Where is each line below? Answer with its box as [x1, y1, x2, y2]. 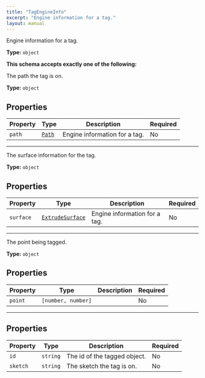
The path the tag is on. [6, 73, 63, 80]
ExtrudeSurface [41, 214, 86, 221]
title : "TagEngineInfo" [6, 9, 67, 15]
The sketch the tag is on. [66, 362, 137, 370]
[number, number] [41, 297, 92, 304]
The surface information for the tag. [6, 152, 96, 159]
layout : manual [6, 20, 45, 26]
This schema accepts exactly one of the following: [6, 60, 137, 68]
